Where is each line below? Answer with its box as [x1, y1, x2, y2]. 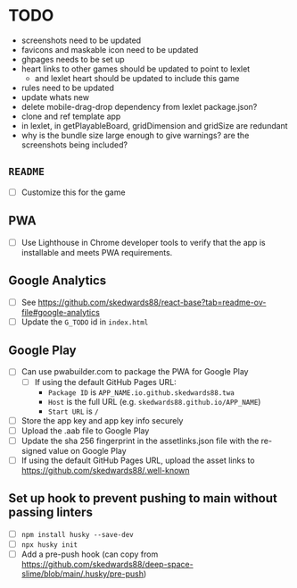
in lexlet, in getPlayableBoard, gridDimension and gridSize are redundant [21, 120, 288, 130]
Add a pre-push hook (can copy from [21, 549, 159, 559]
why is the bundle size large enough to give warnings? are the [21, 130, 250, 140]
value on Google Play [48, 445, 127, 456]
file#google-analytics [21, 307, 100, 317]
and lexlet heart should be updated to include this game [34, 72, 240, 83]
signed [21, 445, 47, 456]
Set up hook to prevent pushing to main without [8, 491, 277, 506]
